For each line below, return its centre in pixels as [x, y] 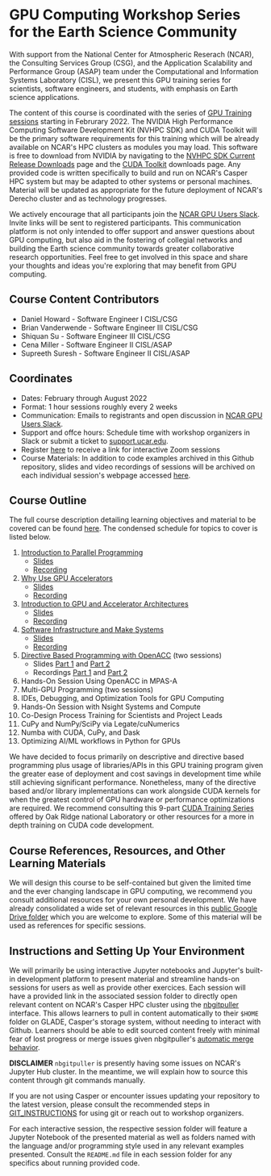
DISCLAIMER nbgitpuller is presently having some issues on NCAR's [125, 1063]
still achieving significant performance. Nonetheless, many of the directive [133, 782]
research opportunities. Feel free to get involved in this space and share [129, 256]
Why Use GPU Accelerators [67, 578]
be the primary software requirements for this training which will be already [134, 138]
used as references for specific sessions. [77, 926]
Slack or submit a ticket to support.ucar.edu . [94, 440]
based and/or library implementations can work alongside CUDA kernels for [135, 791]
